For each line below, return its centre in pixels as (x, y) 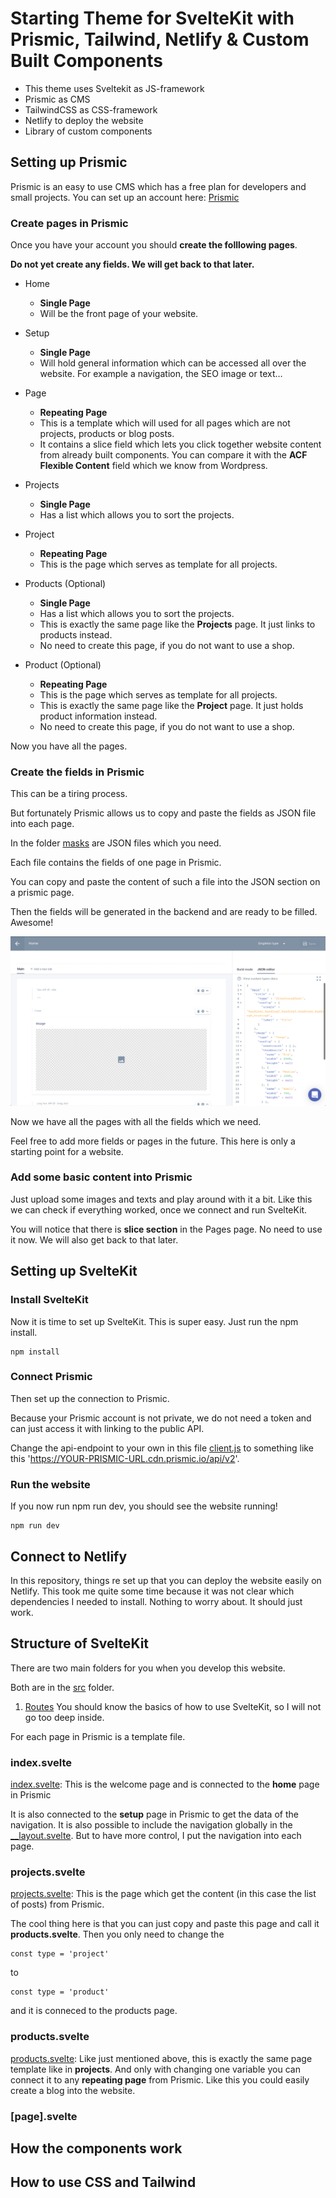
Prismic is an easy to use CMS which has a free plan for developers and (158, 186)
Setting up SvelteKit (74, 1271)
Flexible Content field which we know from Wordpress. (153, 466)
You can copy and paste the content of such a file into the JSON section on (165, 882)
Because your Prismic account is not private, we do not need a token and (161, 1418)
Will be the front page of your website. (119, 314)
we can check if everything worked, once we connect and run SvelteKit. (159, 1209)
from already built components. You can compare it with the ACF (173, 455)
